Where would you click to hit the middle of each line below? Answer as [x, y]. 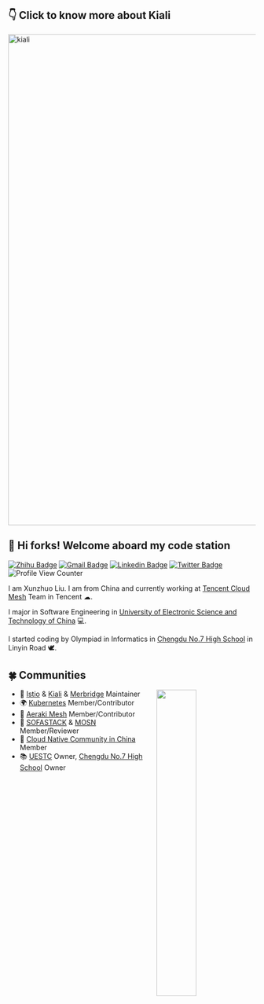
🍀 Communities [47, 675]
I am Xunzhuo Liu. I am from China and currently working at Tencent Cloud [129, 588]
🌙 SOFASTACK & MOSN [58, 723]
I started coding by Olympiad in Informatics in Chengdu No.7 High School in [131, 639]
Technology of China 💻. [48, 621]
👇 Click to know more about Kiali [90, 15]
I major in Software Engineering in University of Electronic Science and [123, 612]
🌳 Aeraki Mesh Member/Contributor [77, 714]
